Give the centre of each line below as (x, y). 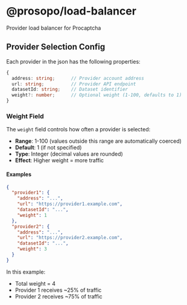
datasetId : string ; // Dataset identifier (70, 90)
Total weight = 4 (35, 283)
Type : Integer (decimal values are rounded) (69, 154)
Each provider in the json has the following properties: (73, 61)
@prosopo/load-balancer (71, 11)
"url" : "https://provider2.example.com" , (70, 238)
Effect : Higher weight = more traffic (59, 160)
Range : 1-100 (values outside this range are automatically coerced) (98, 141)
